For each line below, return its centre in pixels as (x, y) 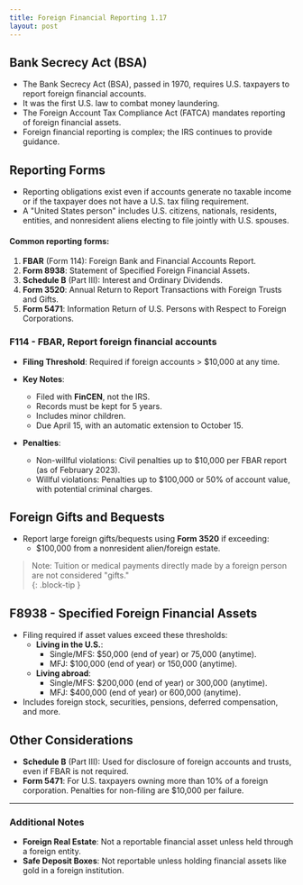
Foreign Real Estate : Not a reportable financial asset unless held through (158, 842)
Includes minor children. (81, 415)
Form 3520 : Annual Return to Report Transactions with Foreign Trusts (152, 290)
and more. (41, 712)
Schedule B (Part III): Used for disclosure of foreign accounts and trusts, (157, 762)
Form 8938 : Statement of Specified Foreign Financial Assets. (136, 270)
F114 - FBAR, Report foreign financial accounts (113, 342)
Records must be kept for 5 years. (99, 406)
